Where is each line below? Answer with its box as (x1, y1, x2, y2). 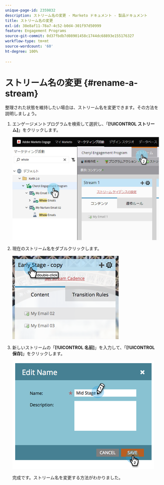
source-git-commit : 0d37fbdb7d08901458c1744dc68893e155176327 (5, 34, 134, 39)
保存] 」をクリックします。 (12, 350, 65, 356)
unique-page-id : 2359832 (5, 8, 56, 13)
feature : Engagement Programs (5, 28, 67, 34)
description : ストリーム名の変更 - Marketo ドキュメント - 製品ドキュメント (5, 13, 148, 18)
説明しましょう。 (5, 111, 40, 116)
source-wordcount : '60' (5, 44, 54, 49)
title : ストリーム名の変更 (5, 18, 53, 23)
